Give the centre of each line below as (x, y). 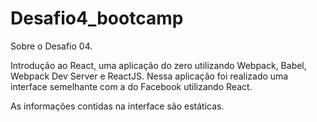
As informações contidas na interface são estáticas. (117, 106)
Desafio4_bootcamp (97, 18)
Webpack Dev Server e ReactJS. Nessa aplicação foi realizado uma (149, 76)
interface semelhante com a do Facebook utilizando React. (131, 86)
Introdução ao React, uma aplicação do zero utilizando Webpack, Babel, (158, 65)
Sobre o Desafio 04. (51, 46)
